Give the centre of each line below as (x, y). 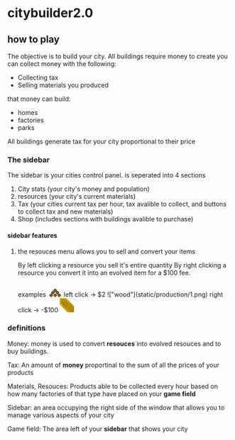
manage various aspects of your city (61, 415)
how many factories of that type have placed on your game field (102, 394)
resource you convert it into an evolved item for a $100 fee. (104, 273)
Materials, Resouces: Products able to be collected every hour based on (113, 386)
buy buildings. (28, 351)
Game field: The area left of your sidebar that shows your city (98, 429)
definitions (27, 328)
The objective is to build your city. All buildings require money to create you (118, 56)
